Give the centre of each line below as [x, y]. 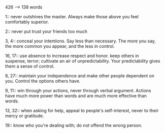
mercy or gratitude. [25, 116]
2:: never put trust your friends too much [46, 31]
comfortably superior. [27, 22]
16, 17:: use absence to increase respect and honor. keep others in [72, 56]
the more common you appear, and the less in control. [60, 46]
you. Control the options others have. [43, 81]
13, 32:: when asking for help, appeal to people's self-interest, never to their [82, 111]
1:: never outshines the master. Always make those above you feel [72, 17]
